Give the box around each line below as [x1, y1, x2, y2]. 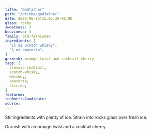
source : [5, 101, 21, 106]
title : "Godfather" [5, 7, 45, 12]
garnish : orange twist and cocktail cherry [5, 56, 94, 61]
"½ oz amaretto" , [9, 47, 45, 52]
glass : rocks [5, 20, 31, 26]
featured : [5, 92, 25, 97]
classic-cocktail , [9, 66, 47, 70]
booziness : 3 [5, 29, 31, 34]
